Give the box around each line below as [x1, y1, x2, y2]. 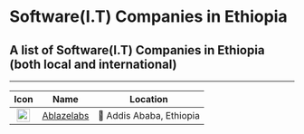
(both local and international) [9, 56, 177, 72]
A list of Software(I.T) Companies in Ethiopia [9, 43, 265, 58]
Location [129, 93, 169, 105]
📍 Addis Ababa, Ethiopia [98, 109, 201, 121]
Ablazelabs [42, 109, 90, 121]
